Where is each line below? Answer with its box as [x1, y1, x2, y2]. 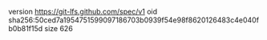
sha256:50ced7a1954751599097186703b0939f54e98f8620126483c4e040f [8, 15, 259, 25]
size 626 [44, 24, 74, 33]
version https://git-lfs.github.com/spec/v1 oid [8, 7, 158, 16]
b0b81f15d [8, 24, 43, 33]
